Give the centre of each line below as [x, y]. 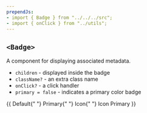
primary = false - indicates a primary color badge [78, 92]
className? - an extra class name [56, 79]
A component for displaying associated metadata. [69, 61]
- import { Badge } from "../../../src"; [60, 18]
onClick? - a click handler [47, 86]
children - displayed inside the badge [63, 73]
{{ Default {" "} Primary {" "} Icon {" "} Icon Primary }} [71, 104]
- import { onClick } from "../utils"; [57, 23]
